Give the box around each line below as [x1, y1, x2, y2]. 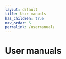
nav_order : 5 [5, 20, 31, 25]
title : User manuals [5, 12, 47, 16]
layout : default [5, 7, 38, 12]
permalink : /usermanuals [5, 25, 55, 30]
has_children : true [5, 16, 44, 21]
